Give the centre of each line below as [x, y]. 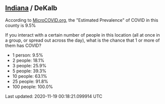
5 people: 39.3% [29, 71]
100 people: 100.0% [33, 87]
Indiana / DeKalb [31, 8]
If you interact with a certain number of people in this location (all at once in [82, 35]
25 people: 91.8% [30, 81]
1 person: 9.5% [28, 55]
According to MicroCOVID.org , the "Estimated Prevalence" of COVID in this [82, 20]
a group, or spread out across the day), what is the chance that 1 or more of [82, 40]
